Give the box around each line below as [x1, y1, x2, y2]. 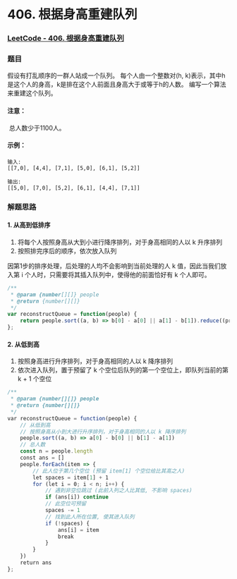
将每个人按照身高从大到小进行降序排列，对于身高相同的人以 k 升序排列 [17, 238, 223, 246]
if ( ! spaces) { [44, 520, 90, 527]
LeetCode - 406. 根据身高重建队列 [7, 33, 125, 43]
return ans [20, 559, 52, 566]
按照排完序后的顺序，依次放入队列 [17, 246, 117, 255]
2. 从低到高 [7, 340, 40, 348]
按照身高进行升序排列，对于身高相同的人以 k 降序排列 [17, 357, 174, 365]
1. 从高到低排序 [7, 221, 51, 229]
